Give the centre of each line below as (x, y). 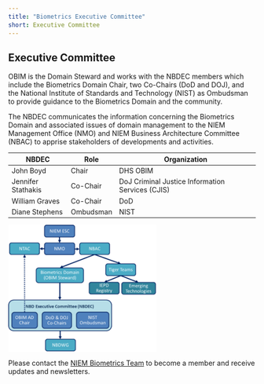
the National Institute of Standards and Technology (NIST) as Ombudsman (128, 93)
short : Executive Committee (54, 25)
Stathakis (26, 190)
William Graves (36, 201)
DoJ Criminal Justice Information (172, 181)
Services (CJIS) (145, 190)
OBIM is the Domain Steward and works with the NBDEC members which (126, 77)
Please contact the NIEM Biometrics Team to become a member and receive (132, 363)
